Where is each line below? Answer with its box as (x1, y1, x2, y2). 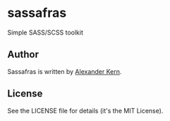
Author (7, 49, 39, 60)
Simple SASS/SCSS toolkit (7, 28, 83, 37)
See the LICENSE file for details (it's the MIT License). (7, 106, 164, 115)
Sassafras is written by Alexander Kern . (7, 67, 122, 75)
